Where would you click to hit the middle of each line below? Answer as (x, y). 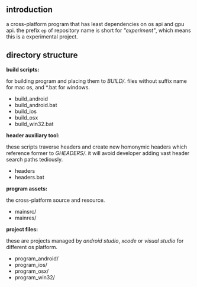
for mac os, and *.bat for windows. (48, 87)
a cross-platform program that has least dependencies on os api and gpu (95, 24)
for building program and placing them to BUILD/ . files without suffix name (97, 81)
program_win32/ (35, 277)
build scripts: (23, 69)
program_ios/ (31, 265)
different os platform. (32, 247)
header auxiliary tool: (33, 135)
